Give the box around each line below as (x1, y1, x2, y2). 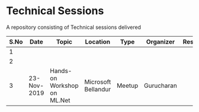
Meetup (116, 81, 139, 90)
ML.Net (50, 96, 70, 104)
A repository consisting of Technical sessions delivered (6, 24, 141, 31)
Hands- (50, 67, 72, 75)
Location (85, 37, 111, 45)
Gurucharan (144, 81, 178, 90)
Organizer (146, 37, 175, 45)
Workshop (50, 81, 79, 90)
